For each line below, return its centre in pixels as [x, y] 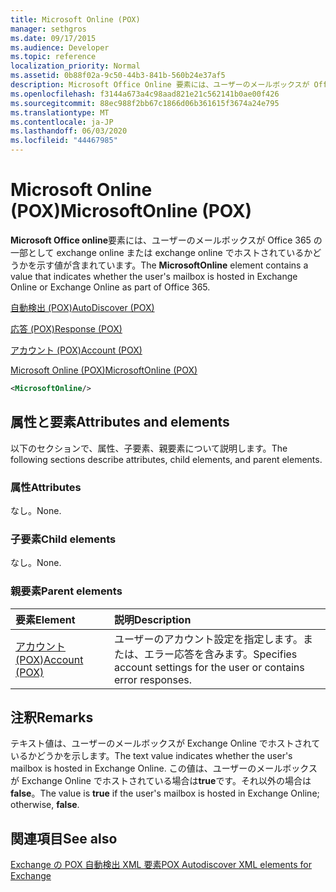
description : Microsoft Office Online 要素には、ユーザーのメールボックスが [160, 85]
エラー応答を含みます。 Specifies [220, 654]
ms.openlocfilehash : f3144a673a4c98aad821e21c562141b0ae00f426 [145, 94]
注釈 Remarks [52, 717]
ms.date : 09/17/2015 [53, 38]
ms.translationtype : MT [60, 112]
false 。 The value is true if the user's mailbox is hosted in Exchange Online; [165, 793]
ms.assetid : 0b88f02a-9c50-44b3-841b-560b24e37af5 [118, 76]
